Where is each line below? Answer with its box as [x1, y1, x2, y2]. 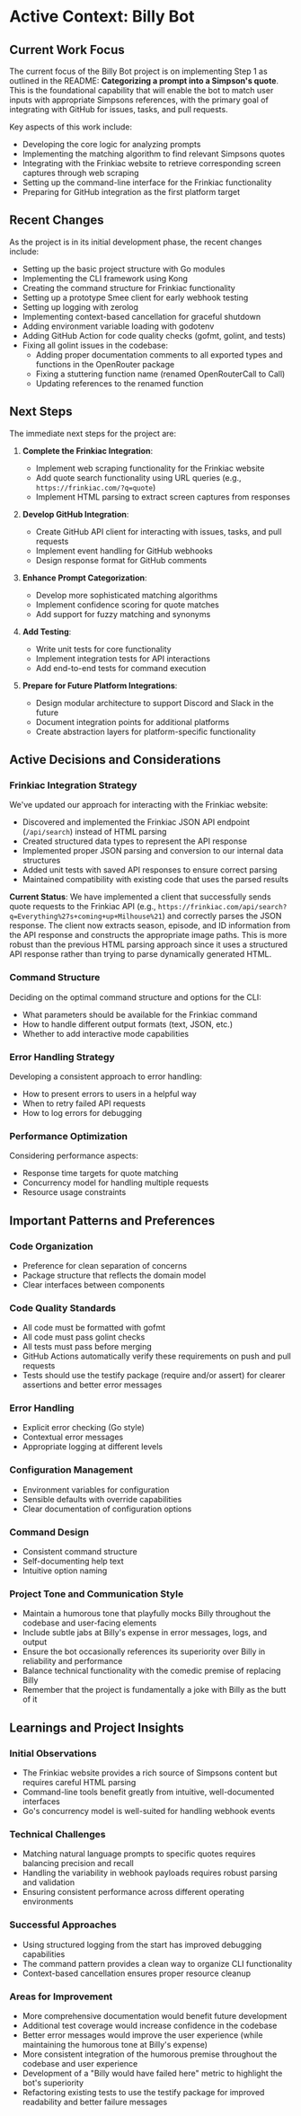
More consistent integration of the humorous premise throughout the [22, 2049, 278, 2059]
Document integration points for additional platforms [35, 716, 230, 727]
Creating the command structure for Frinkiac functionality [22, 282, 235, 293]
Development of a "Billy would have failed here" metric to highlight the [22, 2067, 283, 2078]
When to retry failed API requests [22, 1098, 146, 1109]
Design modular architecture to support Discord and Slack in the [35, 697, 274, 708]
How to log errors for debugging [22, 1107, 142, 1118]
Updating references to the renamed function [35, 377, 204, 388]
